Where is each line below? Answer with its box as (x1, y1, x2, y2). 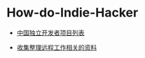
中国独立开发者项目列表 (16, 28, 85, 37)
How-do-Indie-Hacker (6, 5, 139, 21)
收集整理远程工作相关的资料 (16, 43, 97, 51)
